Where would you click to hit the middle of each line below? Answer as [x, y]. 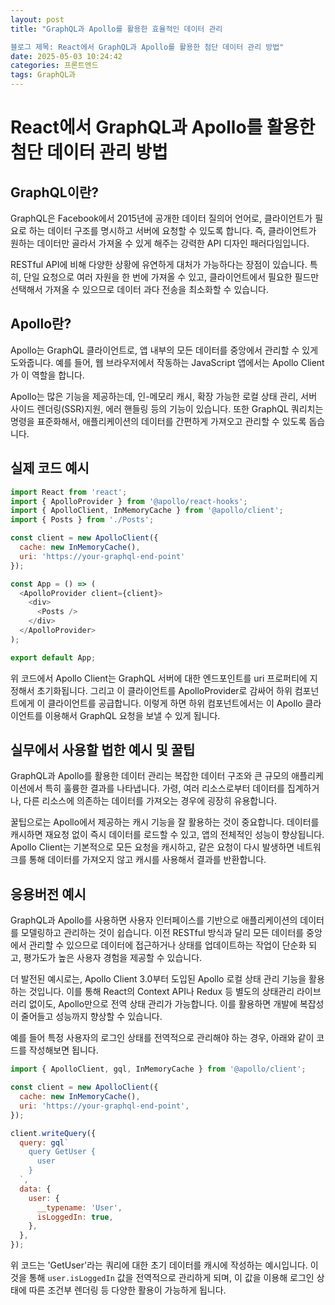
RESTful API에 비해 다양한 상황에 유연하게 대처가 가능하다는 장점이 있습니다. [159, 264]
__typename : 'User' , [79, 1207]
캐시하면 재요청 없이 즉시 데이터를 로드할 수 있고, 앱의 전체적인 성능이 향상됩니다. [167, 835]
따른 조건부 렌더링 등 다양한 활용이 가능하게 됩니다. [127, 1290]
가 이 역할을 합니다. [47, 375]
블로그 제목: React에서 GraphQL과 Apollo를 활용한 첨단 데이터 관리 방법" [147, 47]
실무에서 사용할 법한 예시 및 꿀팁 [103, 750]
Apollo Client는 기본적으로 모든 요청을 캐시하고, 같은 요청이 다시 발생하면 [152, 847]
